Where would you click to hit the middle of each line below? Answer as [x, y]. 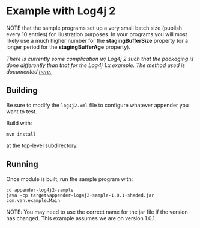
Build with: [19, 123]
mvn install [21, 134]
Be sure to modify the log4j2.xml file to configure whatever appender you [98, 105]
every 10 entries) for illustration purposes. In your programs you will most [97, 34]
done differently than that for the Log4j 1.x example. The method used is [95, 65]
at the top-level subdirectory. [42, 145]
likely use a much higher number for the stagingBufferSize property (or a [97, 40]
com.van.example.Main [33, 200]
